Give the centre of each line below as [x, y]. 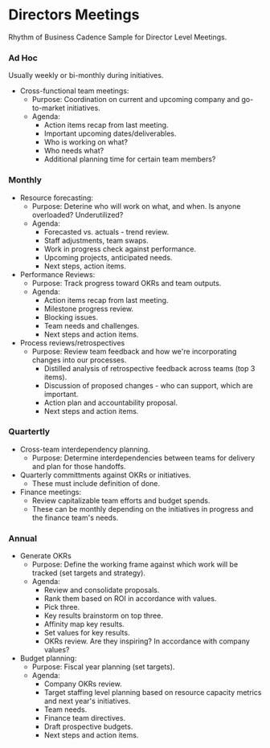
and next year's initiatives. [87, 701]
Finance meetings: [51, 492]
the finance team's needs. [75, 517]
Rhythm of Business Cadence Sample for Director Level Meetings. [118, 37]
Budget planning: [48, 658]
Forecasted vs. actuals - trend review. [106, 231]
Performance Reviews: [57, 274]
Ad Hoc [23, 58]
